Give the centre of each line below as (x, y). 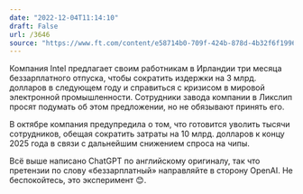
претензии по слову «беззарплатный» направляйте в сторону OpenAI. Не (151, 171)
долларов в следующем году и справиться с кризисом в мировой (137, 88)
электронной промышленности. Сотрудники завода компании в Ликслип (151, 97)
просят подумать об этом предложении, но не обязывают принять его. (147, 107)
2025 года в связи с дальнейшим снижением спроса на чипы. (130, 143)
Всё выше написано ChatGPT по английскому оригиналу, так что (135, 161)
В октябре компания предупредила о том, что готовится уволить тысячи (150, 125)
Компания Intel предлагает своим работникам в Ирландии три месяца (146, 69)
